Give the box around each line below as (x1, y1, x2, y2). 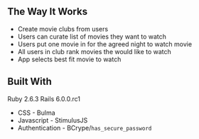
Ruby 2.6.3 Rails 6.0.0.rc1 (7, 94, 80, 103)
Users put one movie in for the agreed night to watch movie (17, 39, 193, 48)
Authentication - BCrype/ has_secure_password (17, 123, 152, 132)
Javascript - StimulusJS (17, 115, 88, 124)
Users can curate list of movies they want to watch (17, 32, 167, 41)
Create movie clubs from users (17, 24, 109, 33)
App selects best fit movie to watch (17, 55, 122, 63)
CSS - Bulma (17, 108, 55, 117)
